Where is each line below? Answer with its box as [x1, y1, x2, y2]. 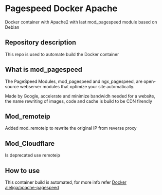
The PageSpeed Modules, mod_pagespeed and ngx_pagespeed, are [5, 78, 143, 84]
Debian [5, 24, 19, 30]
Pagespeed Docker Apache [5, 3, 118, 14]
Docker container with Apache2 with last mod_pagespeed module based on [5, 19, 157, 25]
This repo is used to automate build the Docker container [5, 51, 119, 57]
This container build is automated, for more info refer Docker [5, 179, 126, 185]
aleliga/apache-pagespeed [5, 185, 59, 190]
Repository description [5, 39, 76, 47]
